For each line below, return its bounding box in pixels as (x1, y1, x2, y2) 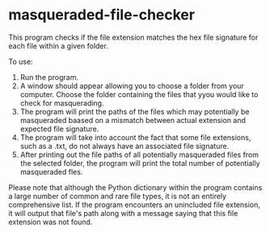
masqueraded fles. (19, 167, 83, 176)
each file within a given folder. (8, 40, 109, 50)
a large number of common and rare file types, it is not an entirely (8, 191, 227, 201)
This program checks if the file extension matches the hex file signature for (8, 32, 259, 42)
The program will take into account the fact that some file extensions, (19, 132, 251, 142)
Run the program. (19, 72, 79, 82)
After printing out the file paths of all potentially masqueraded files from (19, 150, 259, 159)
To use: (8, 57, 34, 66)
